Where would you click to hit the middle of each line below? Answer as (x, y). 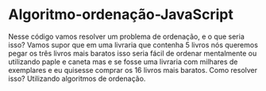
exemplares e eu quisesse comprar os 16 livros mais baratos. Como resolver (133, 70)
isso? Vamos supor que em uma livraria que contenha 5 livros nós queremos (133, 44)
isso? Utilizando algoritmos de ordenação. (77, 78)
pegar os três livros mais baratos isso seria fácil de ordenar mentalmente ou (133, 53)
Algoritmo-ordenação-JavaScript (121, 15)
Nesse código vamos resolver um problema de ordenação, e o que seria (126, 36)
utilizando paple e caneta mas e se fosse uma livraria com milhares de (123, 62)
